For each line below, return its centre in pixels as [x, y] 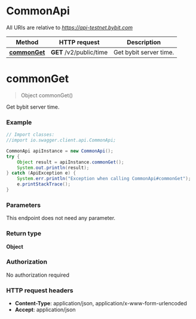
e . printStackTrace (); [44, 184]
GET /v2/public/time [79, 52]
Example [19, 122]
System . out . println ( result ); [53, 168]
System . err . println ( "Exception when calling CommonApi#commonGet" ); [104, 179]
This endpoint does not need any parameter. [61, 218]
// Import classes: [30, 135]
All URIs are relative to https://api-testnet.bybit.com [70, 27]
